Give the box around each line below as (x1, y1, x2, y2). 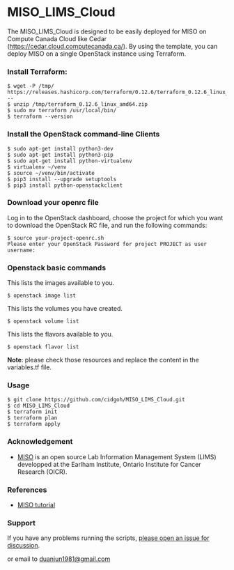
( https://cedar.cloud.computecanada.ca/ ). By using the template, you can (7, 42, 218, 50)
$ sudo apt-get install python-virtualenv (7, 157, 132, 164)
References (7, 485, 47, 495)
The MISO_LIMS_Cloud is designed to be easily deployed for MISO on (7, 27, 207, 36)
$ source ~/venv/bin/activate (7, 169, 95, 176)
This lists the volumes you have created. (7, 305, 123, 313)
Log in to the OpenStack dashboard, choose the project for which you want (7, 213, 224, 222)
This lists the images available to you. (7, 279, 115, 287)
